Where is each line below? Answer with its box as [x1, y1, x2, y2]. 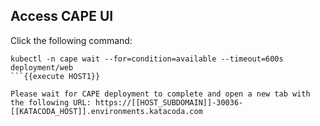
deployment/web [10, 62, 74, 73]
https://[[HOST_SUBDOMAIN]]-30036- [95, 97, 244, 108]
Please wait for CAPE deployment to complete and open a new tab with [10, 89, 311, 99]
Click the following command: [10, 34, 133, 46]
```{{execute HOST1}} [10, 71, 101, 81]
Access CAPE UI [10, 8, 114, 25]
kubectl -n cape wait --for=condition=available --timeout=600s [10, 54, 284, 64]
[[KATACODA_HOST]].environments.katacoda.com [10, 106, 203, 116]
